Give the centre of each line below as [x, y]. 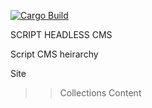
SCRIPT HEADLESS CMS [61, 34]
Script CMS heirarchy [54, 54]
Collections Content [100, 93]
